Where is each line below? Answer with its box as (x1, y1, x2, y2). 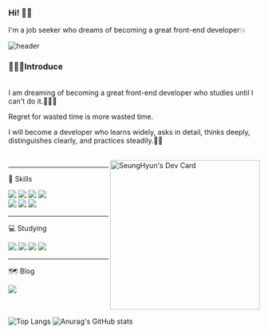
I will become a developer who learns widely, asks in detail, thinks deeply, (8, 127, 251, 136)
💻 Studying (8, 223, 47, 233)
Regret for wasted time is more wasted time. (8, 112, 154, 121)
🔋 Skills (8, 174, 33, 183)
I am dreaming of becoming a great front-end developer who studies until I (8, 88, 254, 97)
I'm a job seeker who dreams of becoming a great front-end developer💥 (8, 26, 246, 35)
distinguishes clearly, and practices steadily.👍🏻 (8, 136, 164, 145)
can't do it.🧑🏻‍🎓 (8, 96, 57, 106)
